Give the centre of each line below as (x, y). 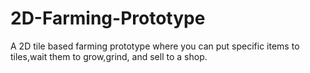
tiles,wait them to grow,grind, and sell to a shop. (109, 56)
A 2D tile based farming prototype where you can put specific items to (155, 46)
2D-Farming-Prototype (108, 18)
